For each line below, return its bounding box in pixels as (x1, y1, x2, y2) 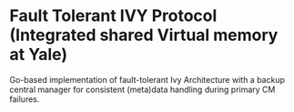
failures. (9, 93, 40, 105)
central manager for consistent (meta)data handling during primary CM (9, 84, 276, 95)
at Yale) (9, 45, 68, 65)
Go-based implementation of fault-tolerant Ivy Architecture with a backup (9, 74, 285, 85)
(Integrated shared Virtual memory (9, 25, 279, 46)
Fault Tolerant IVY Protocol (9, 5, 218, 26)
